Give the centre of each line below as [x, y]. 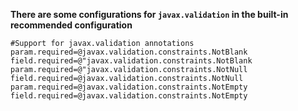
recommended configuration [71, 25]
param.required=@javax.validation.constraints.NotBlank [129, 52]
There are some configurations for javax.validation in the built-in [149, 14]
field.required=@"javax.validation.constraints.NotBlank [131, 61]
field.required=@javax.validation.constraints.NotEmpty [129, 96]
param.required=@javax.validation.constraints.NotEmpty [129, 87]
